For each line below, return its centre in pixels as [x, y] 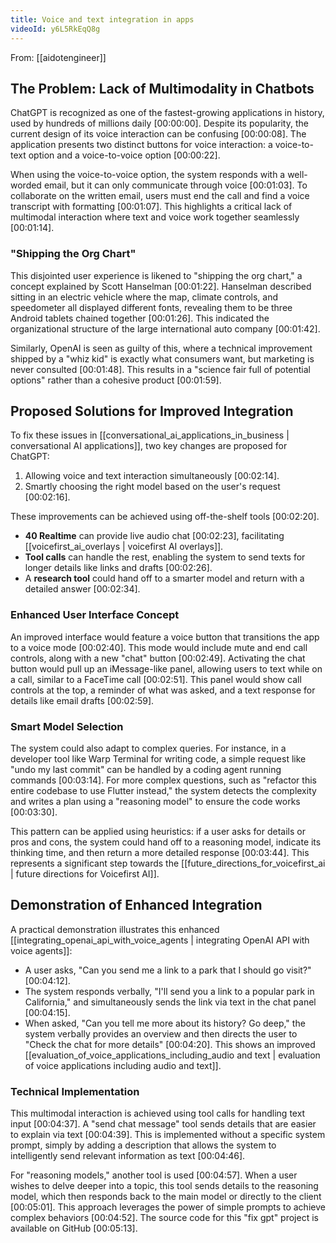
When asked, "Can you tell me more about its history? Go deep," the [165, 1023]
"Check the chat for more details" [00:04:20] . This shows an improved [170, 1044]
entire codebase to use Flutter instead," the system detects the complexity [163, 791]
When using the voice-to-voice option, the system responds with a [148, 175]
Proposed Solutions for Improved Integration [152, 411]
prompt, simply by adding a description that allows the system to [143, 1145]
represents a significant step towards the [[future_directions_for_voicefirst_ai [168, 863]
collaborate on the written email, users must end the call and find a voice [160, 196]
